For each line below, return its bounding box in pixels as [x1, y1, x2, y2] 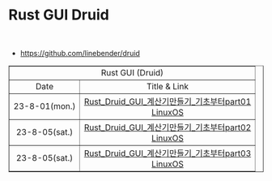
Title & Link [147, 80, 189, 92]
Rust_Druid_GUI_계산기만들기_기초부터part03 [83, 148, 252, 159]
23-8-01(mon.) [13, 100, 76, 111]
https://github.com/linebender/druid [19, 48, 140, 58]
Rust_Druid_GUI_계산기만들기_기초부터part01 [83, 96, 252, 107]
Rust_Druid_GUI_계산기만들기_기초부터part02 [83, 122, 252, 133]
